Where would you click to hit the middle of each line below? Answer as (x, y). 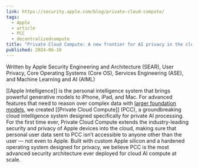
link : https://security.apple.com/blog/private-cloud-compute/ (85, 11)
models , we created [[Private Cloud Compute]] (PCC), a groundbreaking (94, 109)
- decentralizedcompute (40, 39)
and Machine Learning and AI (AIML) (51, 79)
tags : (13, 17)
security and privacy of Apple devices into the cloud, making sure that (91, 128)
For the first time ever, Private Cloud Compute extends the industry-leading (97, 122)
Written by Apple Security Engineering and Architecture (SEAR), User (90, 67)
